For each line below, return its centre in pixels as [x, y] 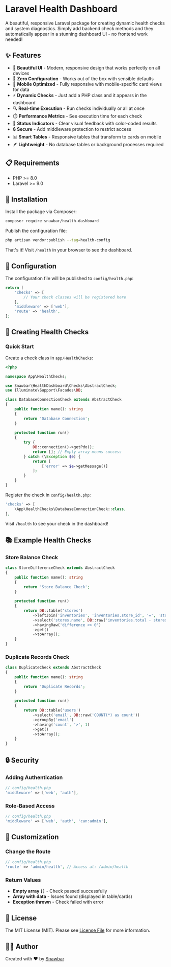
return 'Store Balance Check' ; [57, 587]
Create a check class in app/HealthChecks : [49, 358]
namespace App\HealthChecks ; [36, 376]
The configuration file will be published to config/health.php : [69, 278]
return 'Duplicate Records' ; [54, 686]
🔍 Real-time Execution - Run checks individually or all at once [79, 108]
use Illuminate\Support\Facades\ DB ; [44, 390]
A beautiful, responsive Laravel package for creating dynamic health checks [85, 23]
